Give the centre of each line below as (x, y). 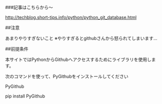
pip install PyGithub (25, 96)
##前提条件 (17, 49)
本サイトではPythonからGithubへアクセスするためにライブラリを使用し (78, 59)
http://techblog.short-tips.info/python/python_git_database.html (71, 17)
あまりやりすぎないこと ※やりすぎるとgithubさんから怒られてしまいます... (81, 38)
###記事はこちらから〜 (29, 7)
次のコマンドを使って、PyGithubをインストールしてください (67, 76)
